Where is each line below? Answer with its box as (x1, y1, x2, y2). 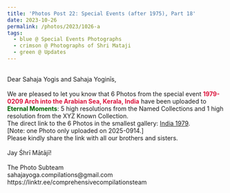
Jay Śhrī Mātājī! (7, 148, 52, 156)
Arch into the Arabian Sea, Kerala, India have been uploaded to (24, 97, 207, 105)
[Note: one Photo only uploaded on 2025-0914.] (7, 126, 144, 135)
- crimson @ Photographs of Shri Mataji (13, 42, 131, 49)
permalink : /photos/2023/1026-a (7, 23, 100, 30)
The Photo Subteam (7, 163, 64, 172)
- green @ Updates (13, 49, 67, 56)
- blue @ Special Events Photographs (13, 36, 122, 43)
